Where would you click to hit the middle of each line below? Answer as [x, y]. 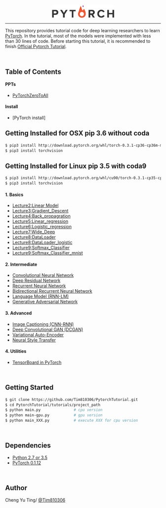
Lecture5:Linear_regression [40, 221]
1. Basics [14, 194]
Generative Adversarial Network [45, 302]
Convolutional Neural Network [43, 275]
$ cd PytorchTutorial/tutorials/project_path [53, 405]
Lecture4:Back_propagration [41, 216]
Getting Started [29, 388]
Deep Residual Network [36, 281]
